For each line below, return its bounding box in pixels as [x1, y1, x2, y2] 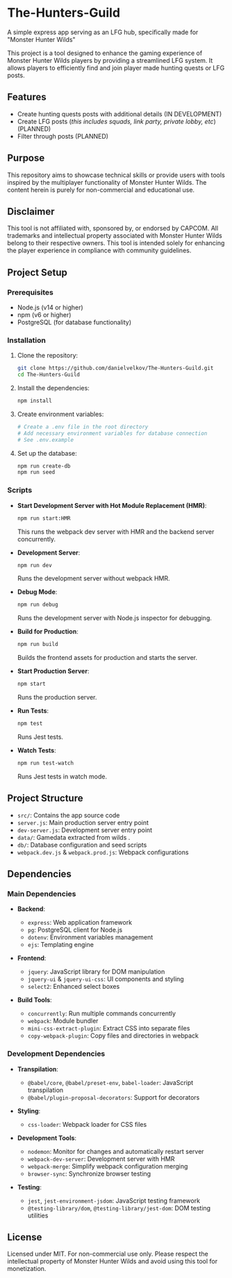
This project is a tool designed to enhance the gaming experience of [7, 49, 203, 57]
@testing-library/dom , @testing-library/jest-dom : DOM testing [27, 1203, 210, 1212]
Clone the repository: [17, 351, 78, 360]
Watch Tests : [17, 746, 57, 754]
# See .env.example [17, 436, 74, 443]
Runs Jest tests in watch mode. [17, 772, 108, 780]
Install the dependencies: [17, 384, 90, 392]
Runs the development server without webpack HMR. [17, 574, 170, 583]
